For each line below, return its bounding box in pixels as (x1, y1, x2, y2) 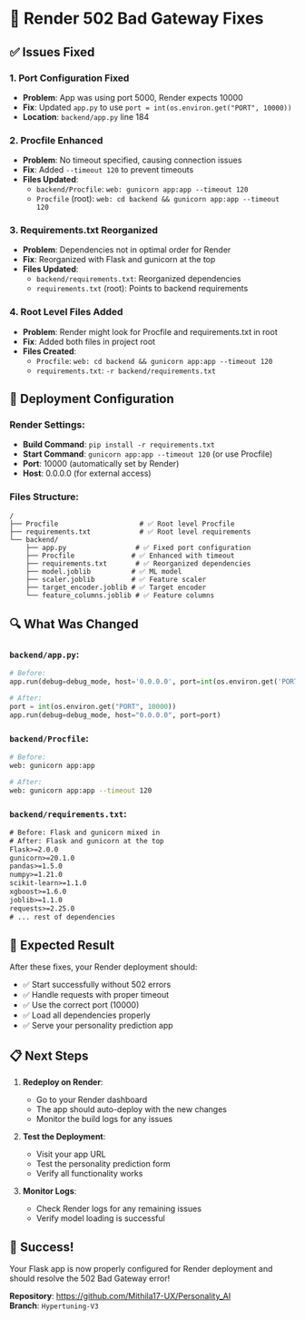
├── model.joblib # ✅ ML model (25, 566, 182, 576)
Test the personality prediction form (35, 1158, 171, 1169)
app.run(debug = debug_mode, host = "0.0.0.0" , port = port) (9, 710, 221, 720)
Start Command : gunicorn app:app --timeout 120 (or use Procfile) (22, 448, 273, 459)
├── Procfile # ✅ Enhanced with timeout (25, 551, 235, 560)
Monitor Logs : (22, 1186, 77, 1197)
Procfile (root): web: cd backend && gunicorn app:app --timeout (35, 193, 280, 204)
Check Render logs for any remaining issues (35, 1203, 202, 1215)
